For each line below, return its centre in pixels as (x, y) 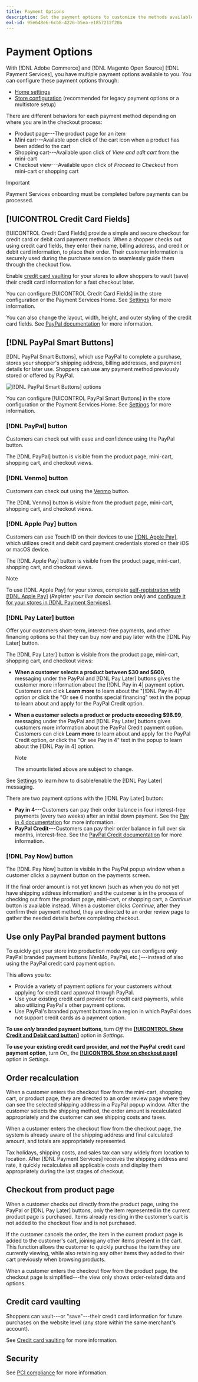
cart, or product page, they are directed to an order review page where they (98, 1098)
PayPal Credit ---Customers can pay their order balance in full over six (100, 829)
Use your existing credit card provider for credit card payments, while (99, 999)
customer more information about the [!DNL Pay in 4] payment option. (100, 685)
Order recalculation (43, 1078)
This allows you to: (29, 975)
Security (22, 1359)
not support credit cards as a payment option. (70, 1017)
